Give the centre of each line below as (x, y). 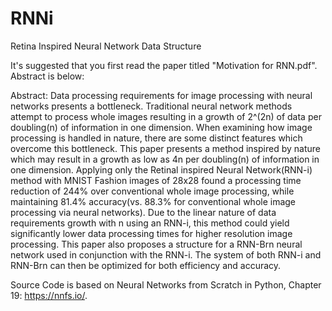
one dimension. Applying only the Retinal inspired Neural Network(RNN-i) (161, 169)
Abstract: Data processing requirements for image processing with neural (161, 95)
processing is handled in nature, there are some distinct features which (156, 138)
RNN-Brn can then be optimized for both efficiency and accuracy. (146, 265)
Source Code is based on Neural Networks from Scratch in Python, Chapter (166, 284)
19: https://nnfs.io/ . (49, 295)
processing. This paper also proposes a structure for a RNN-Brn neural (156, 244)
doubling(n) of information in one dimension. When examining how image (161, 127)
